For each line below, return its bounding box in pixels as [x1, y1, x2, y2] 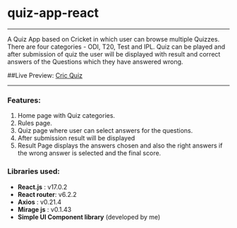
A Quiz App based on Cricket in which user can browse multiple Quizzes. [7, 35, 220, 43]
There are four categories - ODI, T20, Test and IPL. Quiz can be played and [7, 42, 226, 51]
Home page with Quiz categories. [17, 112, 115, 120]
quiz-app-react [7, 5, 99, 21]
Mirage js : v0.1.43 [17, 205, 72, 213]
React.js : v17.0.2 [17, 182, 68, 191]
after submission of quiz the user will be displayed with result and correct [7, 49, 221, 58]
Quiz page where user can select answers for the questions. [17, 126, 193, 135]
